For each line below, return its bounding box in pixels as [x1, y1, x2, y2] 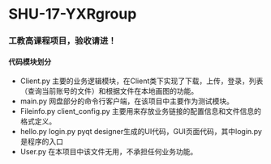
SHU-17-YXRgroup [8, 5, 137, 23]
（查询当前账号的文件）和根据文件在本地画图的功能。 [19, 86, 199, 96]
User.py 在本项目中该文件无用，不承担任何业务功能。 [19, 147, 198, 157]
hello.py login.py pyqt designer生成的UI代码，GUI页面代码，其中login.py [19, 127, 262, 137]
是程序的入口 [19, 137, 63, 146]
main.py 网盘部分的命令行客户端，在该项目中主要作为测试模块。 [19, 96, 234, 106]
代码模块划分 [8, 57, 51, 66]
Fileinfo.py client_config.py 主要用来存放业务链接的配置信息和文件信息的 [19, 107, 262, 116]
